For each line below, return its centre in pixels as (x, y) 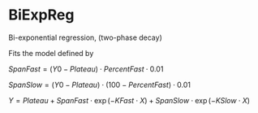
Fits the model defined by (51, 53)
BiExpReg (41, 15)
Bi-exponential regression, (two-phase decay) (85, 37)
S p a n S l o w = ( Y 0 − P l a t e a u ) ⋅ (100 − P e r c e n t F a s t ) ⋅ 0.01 (99, 85)
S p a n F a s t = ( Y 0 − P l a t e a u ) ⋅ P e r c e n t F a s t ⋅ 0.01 (86, 69)
